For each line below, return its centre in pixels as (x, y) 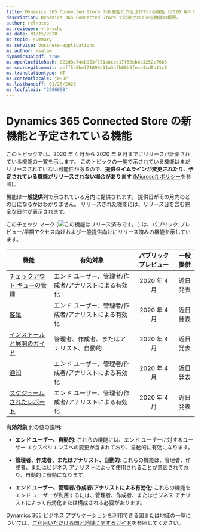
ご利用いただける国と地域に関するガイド (82, 522)
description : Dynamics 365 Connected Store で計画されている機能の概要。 (94, 17)
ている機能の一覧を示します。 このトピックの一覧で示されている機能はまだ (98, 161)
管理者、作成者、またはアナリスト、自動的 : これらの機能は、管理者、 (100, 460)
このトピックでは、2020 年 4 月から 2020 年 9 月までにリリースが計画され (98, 154)
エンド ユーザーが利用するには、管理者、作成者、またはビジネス (94, 495)
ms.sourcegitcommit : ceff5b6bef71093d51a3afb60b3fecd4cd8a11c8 (87, 67)
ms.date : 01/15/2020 (32, 34)
